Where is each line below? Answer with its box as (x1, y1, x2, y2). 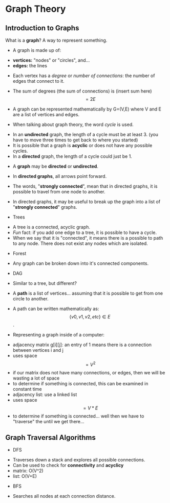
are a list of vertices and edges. (12, 112, 80, 117)
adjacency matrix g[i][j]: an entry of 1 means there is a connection (12, 342, 152, 348)
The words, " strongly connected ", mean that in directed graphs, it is (12, 183, 158, 189)
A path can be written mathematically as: (12, 306, 99, 312)
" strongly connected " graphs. (12, 204, 77, 210)
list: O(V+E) (12, 473, 37, 479)
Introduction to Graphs (5, 24, 79, 32)
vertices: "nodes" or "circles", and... (12, 57, 90, 63)
